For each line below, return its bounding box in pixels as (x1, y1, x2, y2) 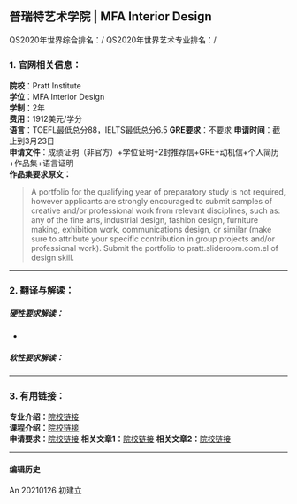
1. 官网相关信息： (9, 58, 82, 71)
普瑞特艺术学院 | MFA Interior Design (9, 9, 212, 25)
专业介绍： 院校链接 (9, 411, 80, 423)
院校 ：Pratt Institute (9, 80, 82, 91)
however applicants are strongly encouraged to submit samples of (30, 196, 272, 207)
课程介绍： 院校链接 (9, 423, 80, 433)
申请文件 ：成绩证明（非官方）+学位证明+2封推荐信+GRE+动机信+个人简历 (9, 147, 280, 157)
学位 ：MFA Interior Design (9, 92, 105, 103)
